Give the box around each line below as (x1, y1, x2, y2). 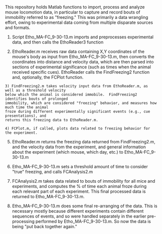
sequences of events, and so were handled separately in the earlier (12, 213, 147, 219)
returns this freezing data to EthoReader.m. (5, 118, 98, 123)
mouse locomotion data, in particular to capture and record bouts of (5, 9, 140, 15)
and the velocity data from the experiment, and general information (12, 144, 146, 150)
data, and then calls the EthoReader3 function (12, 39, 104, 45)
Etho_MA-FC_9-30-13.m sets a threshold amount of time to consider (12, 164, 148, 169)
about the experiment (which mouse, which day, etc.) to (12, 149, 123, 155)
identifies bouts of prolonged (5, 96, 68, 101)
